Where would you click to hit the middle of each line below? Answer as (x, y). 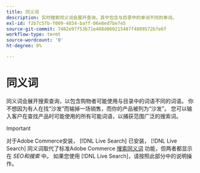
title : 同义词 (23, 12)
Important (18, 128)
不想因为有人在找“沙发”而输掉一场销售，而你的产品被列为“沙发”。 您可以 (97, 108)
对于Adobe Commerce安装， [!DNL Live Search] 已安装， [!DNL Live (92, 141)
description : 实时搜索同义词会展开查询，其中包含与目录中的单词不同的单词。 (92, 18)
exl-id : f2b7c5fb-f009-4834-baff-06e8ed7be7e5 (66, 23)
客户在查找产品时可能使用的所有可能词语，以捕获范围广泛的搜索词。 (96, 116)
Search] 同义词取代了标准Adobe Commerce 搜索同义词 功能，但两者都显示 (99, 148)
